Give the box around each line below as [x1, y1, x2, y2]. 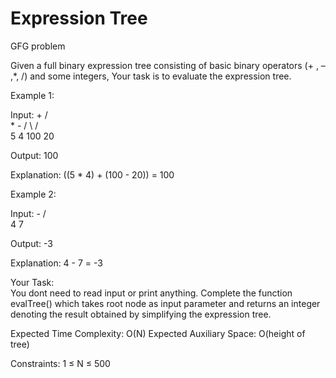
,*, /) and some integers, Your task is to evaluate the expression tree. [10, 70, 292, 82]
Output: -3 [10, 237, 53, 249]
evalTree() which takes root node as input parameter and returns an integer [10, 297, 321, 309]
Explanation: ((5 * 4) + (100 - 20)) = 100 [10, 168, 175, 181]
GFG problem [10, 40, 66, 52]
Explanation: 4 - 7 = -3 [10, 257, 103, 269]
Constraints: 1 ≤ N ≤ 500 [10, 357, 111, 369]
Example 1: [10, 89, 55, 101]
